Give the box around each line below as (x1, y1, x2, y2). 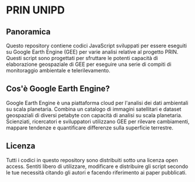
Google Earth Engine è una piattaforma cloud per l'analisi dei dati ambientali (6, 99, 189, 106)
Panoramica (6, 27, 51, 37)
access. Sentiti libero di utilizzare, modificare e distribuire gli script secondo (6, 163, 189, 170)
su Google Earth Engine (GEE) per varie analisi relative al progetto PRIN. (6, 48, 179, 55)
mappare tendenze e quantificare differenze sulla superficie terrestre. (6, 124, 174, 131)
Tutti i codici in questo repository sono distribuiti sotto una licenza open (6, 156, 178, 163)
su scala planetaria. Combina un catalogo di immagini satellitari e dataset (6, 106, 182, 113)
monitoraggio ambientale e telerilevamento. (6, 67, 111, 73)
